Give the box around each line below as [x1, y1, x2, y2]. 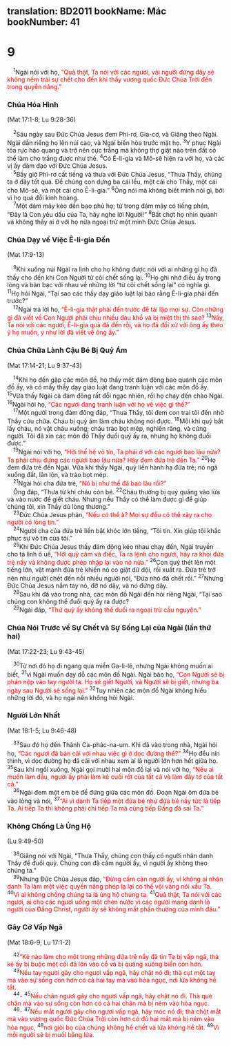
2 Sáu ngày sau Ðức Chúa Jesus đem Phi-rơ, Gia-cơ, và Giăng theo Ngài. [13, 129, 219, 138]
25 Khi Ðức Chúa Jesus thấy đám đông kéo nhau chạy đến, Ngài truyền [13, 541, 214, 551]
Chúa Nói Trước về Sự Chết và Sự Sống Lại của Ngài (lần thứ [7, 623, 212, 632]
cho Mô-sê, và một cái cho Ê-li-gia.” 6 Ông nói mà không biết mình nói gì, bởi [7, 184, 224, 194]
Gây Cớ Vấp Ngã [7, 922, 63, 932]
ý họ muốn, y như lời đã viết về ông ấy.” [7, 328, 119, 337]
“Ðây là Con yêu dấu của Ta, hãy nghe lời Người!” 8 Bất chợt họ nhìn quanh [7, 209, 218, 218]
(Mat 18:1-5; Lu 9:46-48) [7, 726, 77, 735]
